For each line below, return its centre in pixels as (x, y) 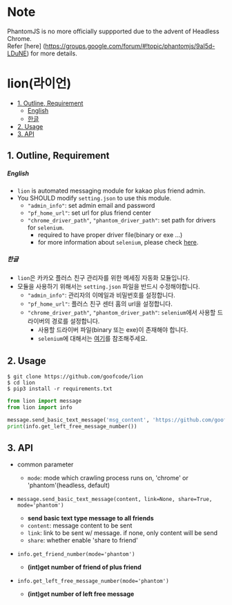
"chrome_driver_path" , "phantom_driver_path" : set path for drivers (122, 220)
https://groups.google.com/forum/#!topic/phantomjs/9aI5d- (130, 46)
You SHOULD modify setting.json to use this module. (94, 198)
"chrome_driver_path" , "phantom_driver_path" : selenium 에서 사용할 (122, 313)
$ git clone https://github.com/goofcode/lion (75, 377)
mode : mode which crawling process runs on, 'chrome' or (108, 478)
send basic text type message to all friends (90, 518)
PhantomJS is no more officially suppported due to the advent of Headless (113, 31)
